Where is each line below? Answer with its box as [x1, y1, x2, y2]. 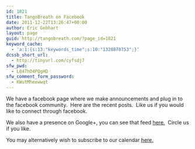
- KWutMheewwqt [11, 79, 48, 85]
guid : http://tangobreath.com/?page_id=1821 [6, 36, 116, 41]
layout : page [6, 30, 38, 36]
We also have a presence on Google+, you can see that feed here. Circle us [6, 119, 189, 126]
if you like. [6, 125, 31, 132]
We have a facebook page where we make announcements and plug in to [6, 95, 183, 102]
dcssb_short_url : [6, 52, 48, 58]
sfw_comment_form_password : [6, 74, 75, 79]
